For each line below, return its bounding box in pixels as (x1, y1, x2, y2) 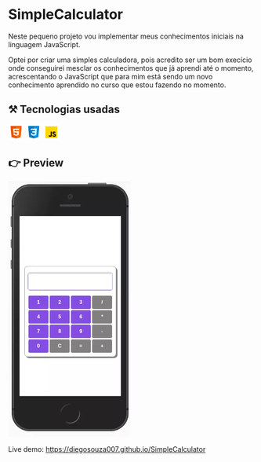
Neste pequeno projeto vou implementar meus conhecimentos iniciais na (8, 31, 245, 41)
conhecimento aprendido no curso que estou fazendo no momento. (8, 80, 227, 90)
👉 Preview (8, 156, 64, 170)
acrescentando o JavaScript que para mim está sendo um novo (8, 71, 213, 81)
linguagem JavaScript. (8, 39, 81, 49)
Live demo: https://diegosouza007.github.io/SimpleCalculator (8, 444, 206, 453)
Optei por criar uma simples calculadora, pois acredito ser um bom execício (8, 55, 252, 64)
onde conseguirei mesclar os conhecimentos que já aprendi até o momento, (8, 63, 254, 72)
